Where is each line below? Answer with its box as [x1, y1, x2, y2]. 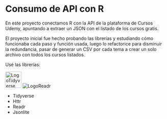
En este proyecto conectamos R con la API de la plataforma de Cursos [5, 20, 153, 26]
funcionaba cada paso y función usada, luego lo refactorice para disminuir [5, 40, 162, 46]
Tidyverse [12, 92, 34, 99]
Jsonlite [12, 109, 30, 115]
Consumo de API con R [5, 3, 104, 15]
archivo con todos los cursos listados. [5, 52, 85, 58]
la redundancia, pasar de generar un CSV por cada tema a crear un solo [5, 46, 157, 52]
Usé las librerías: [5, 61, 41, 67]
